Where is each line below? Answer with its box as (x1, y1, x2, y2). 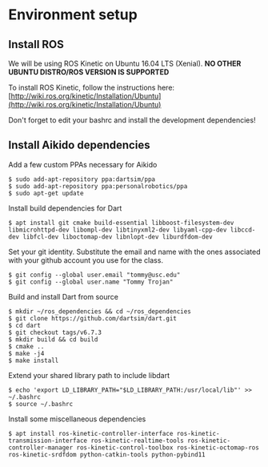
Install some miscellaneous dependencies (8, 414, 146, 424)
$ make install (8, 356, 59, 364)
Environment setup (8, 6, 138, 24)
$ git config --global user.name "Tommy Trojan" (8, 278, 174, 286)
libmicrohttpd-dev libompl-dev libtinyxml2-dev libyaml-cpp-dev (8, 226, 227, 234)
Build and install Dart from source (8, 292, 118, 301)
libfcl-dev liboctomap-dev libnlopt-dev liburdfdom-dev (22, 232, 214, 241)
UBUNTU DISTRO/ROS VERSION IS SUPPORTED (8, 67, 170, 77)
